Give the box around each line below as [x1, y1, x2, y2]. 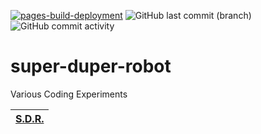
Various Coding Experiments [10, 88, 128, 100]
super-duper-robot [10, 55, 172, 78]
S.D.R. [15, 111, 45, 125]
